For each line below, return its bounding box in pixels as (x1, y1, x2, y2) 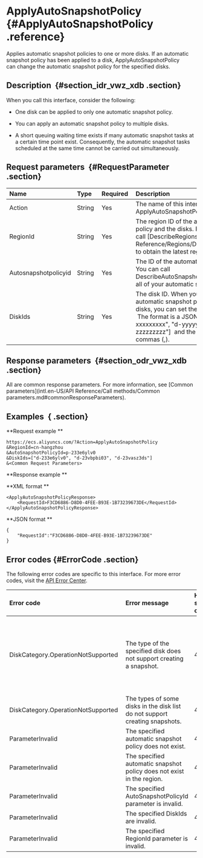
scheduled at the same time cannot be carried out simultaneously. (14, 144, 180, 152)
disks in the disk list (125, 702, 181, 710)
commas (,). (135, 335, 170, 343)
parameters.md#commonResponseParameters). (6, 394, 126, 401)
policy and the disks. (135, 224, 195, 233)
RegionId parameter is (125, 834, 188, 842)
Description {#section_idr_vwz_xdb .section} (6, 80, 181, 91)
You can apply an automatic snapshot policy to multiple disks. (14, 120, 169, 127)
